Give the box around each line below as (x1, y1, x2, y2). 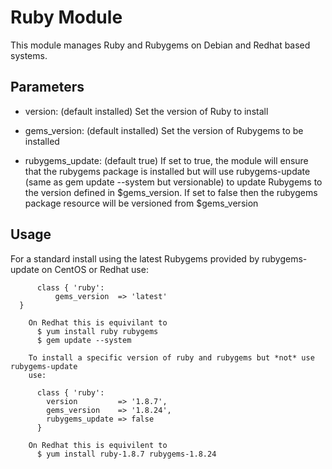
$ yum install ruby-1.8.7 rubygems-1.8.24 (36, 449, 217, 459)
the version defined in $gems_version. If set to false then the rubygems (24, 186, 318, 198)
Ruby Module (10, 6, 123, 29)
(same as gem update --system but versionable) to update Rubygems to (24, 176, 323, 188)
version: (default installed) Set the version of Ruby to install (24, 105, 269, 117)
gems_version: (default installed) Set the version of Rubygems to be (24, 124, 304, 136)
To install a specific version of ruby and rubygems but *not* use (28, 352, 315, 363)
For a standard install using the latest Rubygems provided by (10, 252, 260, 265)
